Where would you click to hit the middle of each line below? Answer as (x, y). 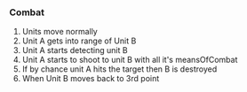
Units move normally (60, 32)
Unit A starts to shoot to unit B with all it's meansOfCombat (130, 60)
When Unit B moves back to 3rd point (91, 79)
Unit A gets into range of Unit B (79, 41)
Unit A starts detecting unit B (75, 50)
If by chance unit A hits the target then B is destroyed (120, 69)
